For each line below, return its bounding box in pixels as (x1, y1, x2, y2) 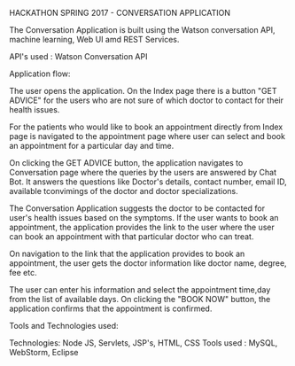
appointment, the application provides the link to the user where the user (9, 222, 275, 232)
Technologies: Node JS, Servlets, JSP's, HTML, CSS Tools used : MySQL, (9, 338, 278, 348)
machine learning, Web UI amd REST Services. (9, 35, 180, 44)
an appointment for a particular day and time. (9, 141, 175, 151)
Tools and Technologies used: (9, 321, 119, 331)
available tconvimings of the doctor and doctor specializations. (9, 186, 238, 196)
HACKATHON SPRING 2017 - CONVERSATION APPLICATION (9, 8, 230, 18)
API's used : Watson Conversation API (9, 51, 148, 61)
